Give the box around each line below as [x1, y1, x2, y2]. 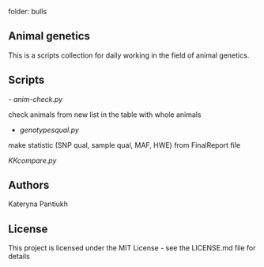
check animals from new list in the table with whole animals [8, 110, 202, 119]
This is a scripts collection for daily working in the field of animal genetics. [8, 51, 250, 60]
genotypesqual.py [19, 125, 79, 134]
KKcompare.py [8, 156, 57, 165]
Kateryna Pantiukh [8, 199, 69, 209]
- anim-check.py [8, 94, 63, 103]
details [8, 252, 30, 261]
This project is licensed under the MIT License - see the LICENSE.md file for [8, 243, 256, 253]
